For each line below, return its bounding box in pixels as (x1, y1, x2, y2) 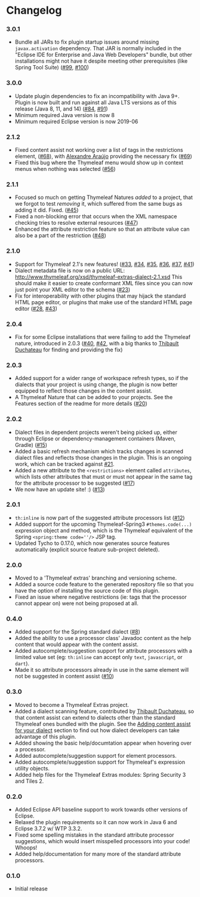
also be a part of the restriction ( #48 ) (14, 232, 106, 239)
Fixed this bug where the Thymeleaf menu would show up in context (14, 159, 184, 166)
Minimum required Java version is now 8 (14, 111, 115, 118)
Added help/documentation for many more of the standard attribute (14, 850, 181, 858)
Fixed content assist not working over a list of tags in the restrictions (14, 146, 183, 154)
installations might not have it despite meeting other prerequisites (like (14, 57, 188, 65)
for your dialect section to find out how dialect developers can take (14, 727, 180, 734)
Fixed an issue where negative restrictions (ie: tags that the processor (14, 593, 187, 601)
